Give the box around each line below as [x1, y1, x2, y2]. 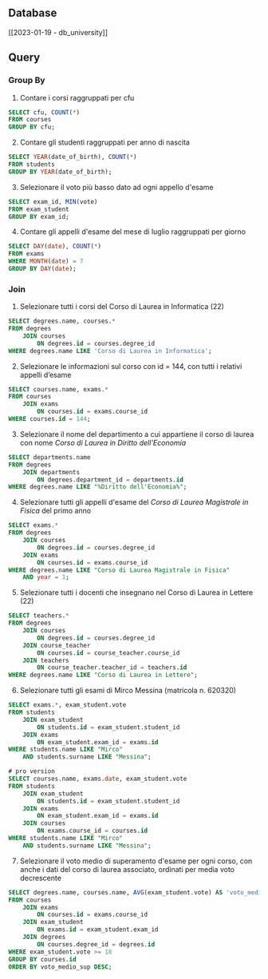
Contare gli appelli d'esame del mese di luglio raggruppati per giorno [19, 227, 246, 236]
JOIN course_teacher [22, 641, 91, 649]
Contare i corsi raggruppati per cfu [19, 93, 135, 102]
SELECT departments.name [8, 453, 91, 462]
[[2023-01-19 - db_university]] [8, 27, 108, 37]
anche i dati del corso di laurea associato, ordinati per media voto [19, 864, 235, 874]
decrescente [19, 873, 62, 882]
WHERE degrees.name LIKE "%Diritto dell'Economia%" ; [8, 483, 187, 491]
